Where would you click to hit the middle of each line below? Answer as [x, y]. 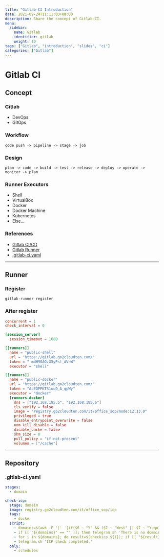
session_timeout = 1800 [33, 339]
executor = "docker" [30, 393]
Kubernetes [24, 216]
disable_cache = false [37, 429]
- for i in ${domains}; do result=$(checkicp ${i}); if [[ [75, 537]
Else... [18, 221]
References [19, 234]
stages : [13, 487]
